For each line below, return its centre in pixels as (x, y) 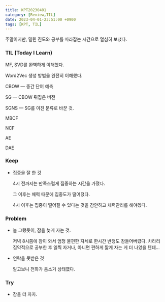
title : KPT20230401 (26, 10)
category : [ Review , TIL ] (30, 15)
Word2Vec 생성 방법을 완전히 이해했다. (44, 75)
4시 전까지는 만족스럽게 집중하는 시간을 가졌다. (59, 183)
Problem (16, 218)
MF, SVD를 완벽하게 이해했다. (35, 65)
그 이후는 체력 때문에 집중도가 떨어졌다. (51, 194)
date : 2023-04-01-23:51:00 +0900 (41, 19)
